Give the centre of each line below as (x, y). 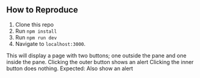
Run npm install (36, 31)
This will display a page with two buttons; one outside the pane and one (97, 55)
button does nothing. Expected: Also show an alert (70, 68)
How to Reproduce (42, 10)
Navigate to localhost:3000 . (50, 44)
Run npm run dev (36, 37)
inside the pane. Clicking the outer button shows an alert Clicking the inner (100, 62)
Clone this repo (34, 24)
